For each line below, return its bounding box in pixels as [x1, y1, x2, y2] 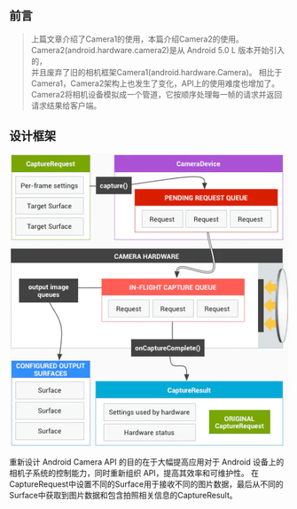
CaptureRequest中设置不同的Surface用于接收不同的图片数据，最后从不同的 [9, 479, 284, 489]
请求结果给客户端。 [30, 100, 102, 111]
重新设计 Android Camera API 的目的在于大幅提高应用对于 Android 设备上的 [9, 457, 285, 467]
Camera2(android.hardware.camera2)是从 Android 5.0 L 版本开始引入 [30, 44, 285, 55]
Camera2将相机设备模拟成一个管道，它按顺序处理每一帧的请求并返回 [30, 89, 282, 99]
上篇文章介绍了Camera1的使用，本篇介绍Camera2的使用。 [30, 34, 244, 44]
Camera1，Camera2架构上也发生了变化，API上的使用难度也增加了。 [30, 78, 280, 89]
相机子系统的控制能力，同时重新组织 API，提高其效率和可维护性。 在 [9, 468, 260, 479]
